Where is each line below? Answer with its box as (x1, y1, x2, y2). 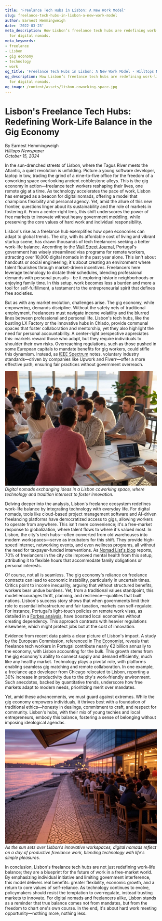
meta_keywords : (5, 39, 36, 44)
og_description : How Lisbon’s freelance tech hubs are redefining (5, 74, 141, 79)
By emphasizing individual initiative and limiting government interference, (5, 874, 150, 880)
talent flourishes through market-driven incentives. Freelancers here (5, 264, 141, 270)
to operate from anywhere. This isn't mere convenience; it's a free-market (5, 521, 152, 527)
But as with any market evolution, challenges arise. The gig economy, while (5, 300, 155, 305)
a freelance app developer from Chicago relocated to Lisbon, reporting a (5, 669, 149, 675)
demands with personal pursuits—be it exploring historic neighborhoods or (5, 274, 154, 281)
